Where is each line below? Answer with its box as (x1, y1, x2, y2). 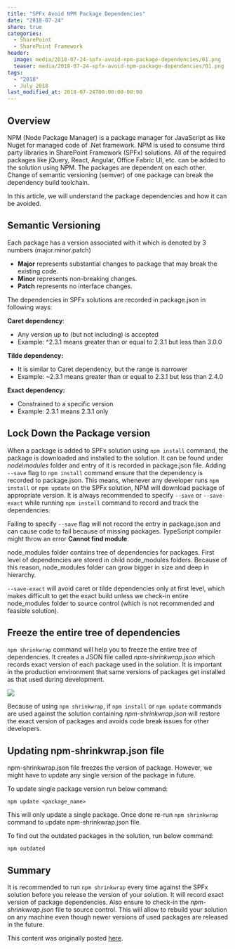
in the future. (7, 920, 45, 929)
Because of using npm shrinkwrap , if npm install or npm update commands (7, 702, 222, 711)
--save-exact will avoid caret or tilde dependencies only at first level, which (7, 584, 225, 593)
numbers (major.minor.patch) (7, 245, 91, 254)
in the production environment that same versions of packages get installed (7, 668, 226, 676)
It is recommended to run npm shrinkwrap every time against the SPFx (7, 883, 208, 891)
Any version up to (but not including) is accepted (17, 330, 159, 338)
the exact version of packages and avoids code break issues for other (7, 717, 209, 725)
